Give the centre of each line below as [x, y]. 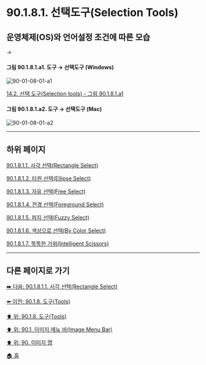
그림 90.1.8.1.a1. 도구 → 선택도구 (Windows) [60, 67]
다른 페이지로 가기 [38, 271]
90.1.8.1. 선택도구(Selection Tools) [93, 13]
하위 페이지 [26, 149]
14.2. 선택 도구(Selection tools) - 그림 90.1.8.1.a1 [65, 94]
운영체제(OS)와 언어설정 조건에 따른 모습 [78, 37]
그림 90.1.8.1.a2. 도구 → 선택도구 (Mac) [54, 109]
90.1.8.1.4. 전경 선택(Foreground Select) [55, 205]
